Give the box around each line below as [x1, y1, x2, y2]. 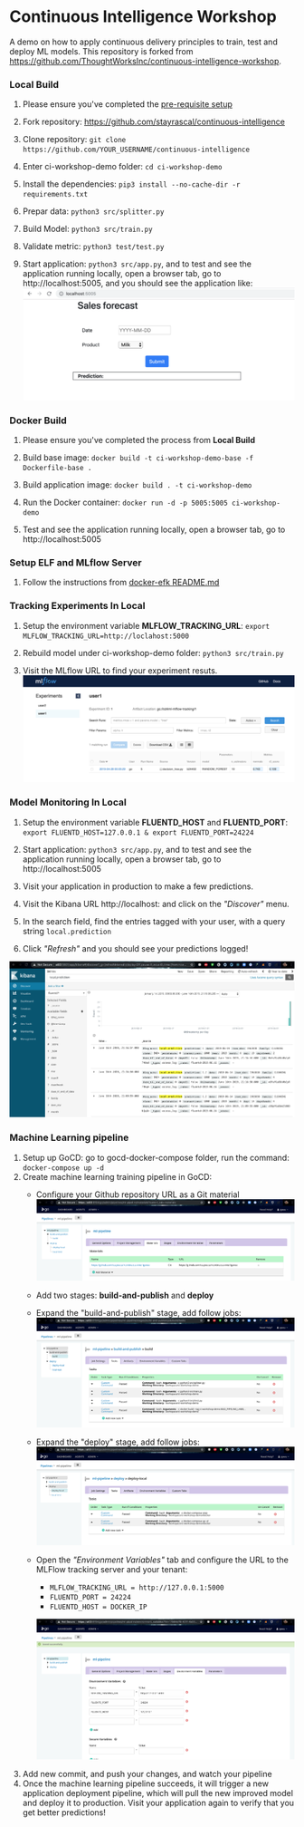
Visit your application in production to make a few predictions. [22, 881, 254, 892]
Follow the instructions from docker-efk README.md [22, 577, 220, 588]
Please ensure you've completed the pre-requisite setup [22, 99, 233, 110]
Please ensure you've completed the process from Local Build [22, 434, 256, 445]
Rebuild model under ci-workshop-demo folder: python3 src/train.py [22, 647, 284, 658]
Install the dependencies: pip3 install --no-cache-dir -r [22, 179, 241, 189]
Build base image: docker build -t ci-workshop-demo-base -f [22, 451, 254, 463]
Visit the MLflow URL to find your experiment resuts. [22, 664, 218, 676]
